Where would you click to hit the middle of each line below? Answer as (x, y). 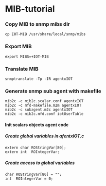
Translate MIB (22, 69)
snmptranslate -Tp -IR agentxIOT (39, 79)
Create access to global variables (40, 163)
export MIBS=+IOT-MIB (27, 56)
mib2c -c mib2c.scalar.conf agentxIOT (44, 101)
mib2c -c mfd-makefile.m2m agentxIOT (43, 106)
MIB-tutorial (30, 9)
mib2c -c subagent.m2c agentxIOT (39, 110)
